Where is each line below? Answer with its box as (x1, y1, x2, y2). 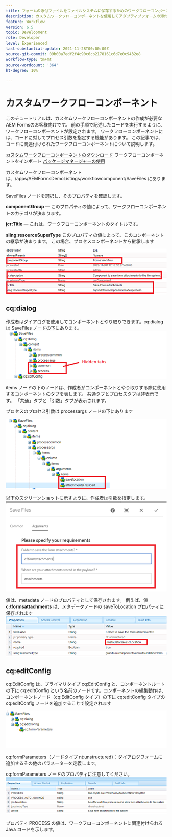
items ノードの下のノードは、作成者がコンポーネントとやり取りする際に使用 (6, 385, 166, 391)
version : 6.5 (6, 25, 34, 30)
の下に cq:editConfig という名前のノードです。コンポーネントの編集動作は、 (6, 687, 166, 694)
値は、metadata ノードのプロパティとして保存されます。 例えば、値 (6, 597, 149, 603)
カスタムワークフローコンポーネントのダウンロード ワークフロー (6, 152, 141, 158)
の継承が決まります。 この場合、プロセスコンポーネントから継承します (6, 238, 155, 244)
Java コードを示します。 (6, 826, 57, 832)
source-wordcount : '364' (6, 62, 59, 68)
